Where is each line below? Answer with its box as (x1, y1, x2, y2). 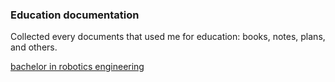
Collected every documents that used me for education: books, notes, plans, (10, 31, 326, 43)
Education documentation (10, 8, 140, 22)
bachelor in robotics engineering (10, 61, 145, 73)
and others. (10, 41, 58, 53)
